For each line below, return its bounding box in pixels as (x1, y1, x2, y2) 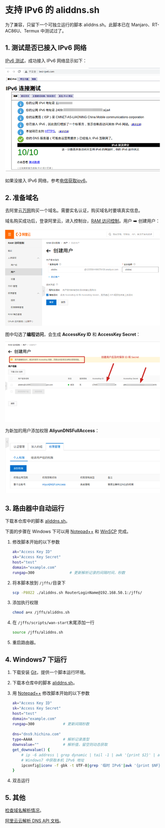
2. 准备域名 (5, 193, 39, 202)
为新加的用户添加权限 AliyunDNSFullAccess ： (5, 428, 100, 433)
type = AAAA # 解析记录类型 (12, 737, 90, 742)
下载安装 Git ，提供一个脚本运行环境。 (12, 670, 88, 675)
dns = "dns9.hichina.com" (12, 732, 61, 737)
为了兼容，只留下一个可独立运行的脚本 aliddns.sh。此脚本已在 (5, 22, 131, 28)
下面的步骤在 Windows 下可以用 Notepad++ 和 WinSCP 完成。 (5, 528, 131, 534)
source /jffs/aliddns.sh (12, 630, 63, 635)
